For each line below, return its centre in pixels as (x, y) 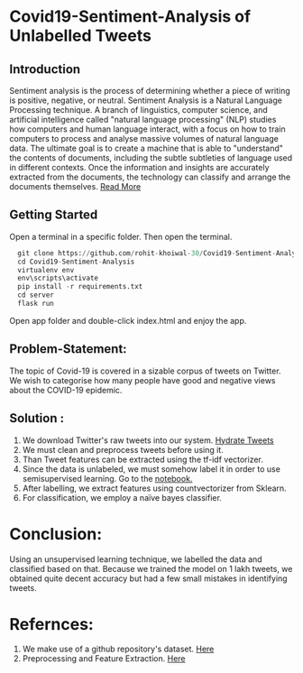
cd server (36, 295)
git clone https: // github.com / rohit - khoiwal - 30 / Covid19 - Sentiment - (147, 253)
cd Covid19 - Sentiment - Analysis (76, 262)
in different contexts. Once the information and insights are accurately (139, 167)
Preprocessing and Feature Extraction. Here (104, 659)
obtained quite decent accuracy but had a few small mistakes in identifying (148, 578)
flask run (36, 304)
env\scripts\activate (58, 278)
